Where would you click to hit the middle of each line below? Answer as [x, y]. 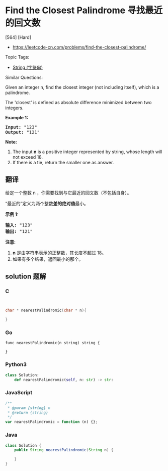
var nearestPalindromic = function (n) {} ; [52, 422]
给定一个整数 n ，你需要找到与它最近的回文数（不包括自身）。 [68, 193]
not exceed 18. [28, 157]
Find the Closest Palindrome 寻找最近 [84, 10]
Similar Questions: [24, 77]
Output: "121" [23, 132]
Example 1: [17, 117]
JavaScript [19, 393]
